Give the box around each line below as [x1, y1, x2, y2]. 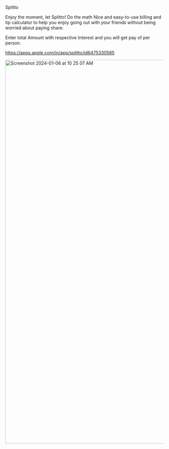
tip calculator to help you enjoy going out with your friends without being [5, 20, 156, 25]
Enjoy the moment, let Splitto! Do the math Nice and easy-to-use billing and [5, 14, 161, 20]
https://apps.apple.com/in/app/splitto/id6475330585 [5, 50, 115, 56]
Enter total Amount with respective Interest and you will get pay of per [5, 35, 150, 40]
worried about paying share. [5, 25, 64, 31]
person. [5, 40, 22, 46]
